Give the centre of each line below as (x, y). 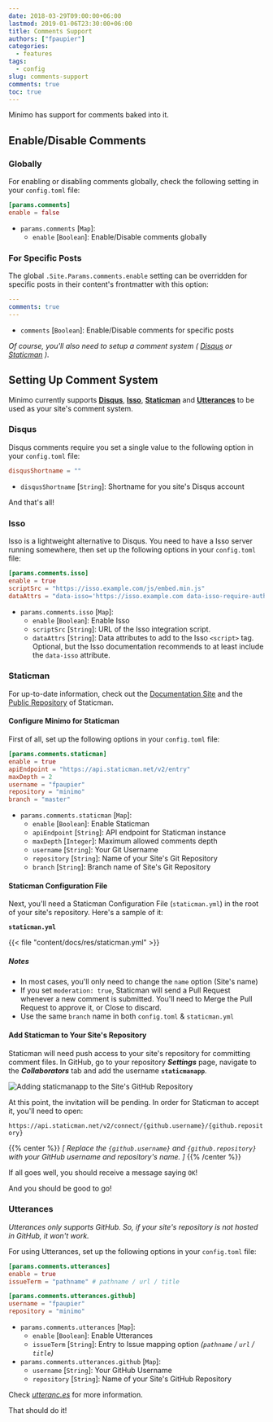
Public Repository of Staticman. (61, 702)
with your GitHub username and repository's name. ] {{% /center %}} (125, 1156)
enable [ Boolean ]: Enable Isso (81, 620)
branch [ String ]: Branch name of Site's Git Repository (121, 867)
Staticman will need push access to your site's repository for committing (129, 1053)
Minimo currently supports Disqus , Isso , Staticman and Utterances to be (131, 399)
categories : (28, 46)
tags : (17, 62)
